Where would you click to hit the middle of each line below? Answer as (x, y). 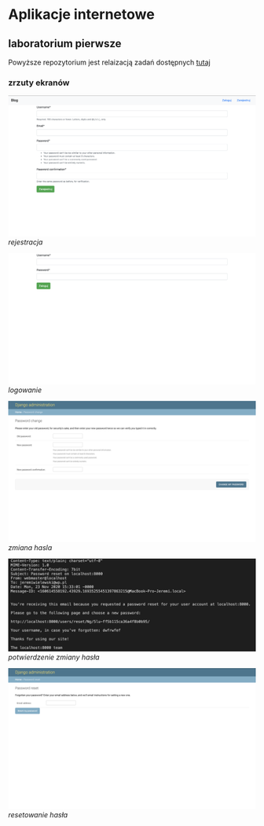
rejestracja (26, 242)
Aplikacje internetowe (81, 15)
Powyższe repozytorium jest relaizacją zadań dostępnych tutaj (109, 62)
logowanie (25, 390)
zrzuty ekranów (39, 83)
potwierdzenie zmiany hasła (54, 657)
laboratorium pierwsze (65, 44)
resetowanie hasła (38, 815)
